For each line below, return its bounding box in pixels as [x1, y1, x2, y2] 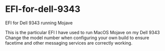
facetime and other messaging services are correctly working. [5, 40, 133, 46]
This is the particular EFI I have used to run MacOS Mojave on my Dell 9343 [5, 29, 160, 35]
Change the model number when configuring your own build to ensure [5, 35, 150, 41]
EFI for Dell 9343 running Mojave [5, 20, 73, 26]
